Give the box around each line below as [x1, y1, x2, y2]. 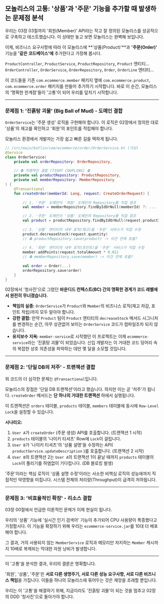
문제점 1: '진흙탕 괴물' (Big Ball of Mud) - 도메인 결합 [5, 107, 123, 114]
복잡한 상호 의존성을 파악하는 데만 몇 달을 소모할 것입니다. [17, 346, 127, 352]
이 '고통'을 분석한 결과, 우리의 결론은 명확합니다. [5, 561, 96, 567]
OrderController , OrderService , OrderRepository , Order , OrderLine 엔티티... [5, 66, 154, 72]
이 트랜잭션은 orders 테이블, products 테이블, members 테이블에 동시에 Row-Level [5, 403, 159, 409]
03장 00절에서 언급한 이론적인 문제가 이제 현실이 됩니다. [5, 507, 112, 513]
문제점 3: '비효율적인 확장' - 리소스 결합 [5, 495, 92, 501]
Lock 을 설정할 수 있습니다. [5, 409, 55, 414]
